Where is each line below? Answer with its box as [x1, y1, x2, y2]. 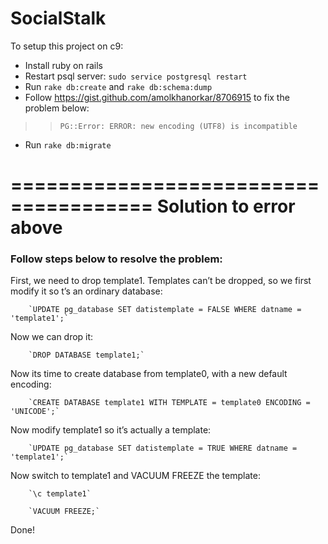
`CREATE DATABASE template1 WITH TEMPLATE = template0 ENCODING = [28, 398, 311, 408]
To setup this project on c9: [10, 40, 124, 52]
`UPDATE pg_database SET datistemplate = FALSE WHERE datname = [28, 305, 302, 315]
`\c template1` [28, 489, 92, 499]
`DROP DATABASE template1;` [28, 350, 145, 361]
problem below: [24, 102, 90, 114]
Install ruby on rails [24, 59, 104, 71]
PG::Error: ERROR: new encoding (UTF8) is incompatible [59, 121, 298, 131]
